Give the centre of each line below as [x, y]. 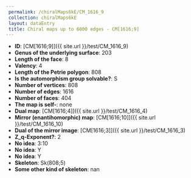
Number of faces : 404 [43, 98]
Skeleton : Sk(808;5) [40, 163]
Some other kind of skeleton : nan [57, 169]
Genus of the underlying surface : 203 [63, 53]
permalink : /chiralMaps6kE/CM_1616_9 [56, 12]
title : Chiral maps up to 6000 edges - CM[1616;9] [74, 29]
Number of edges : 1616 [44, 91]
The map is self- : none [43, 105]
